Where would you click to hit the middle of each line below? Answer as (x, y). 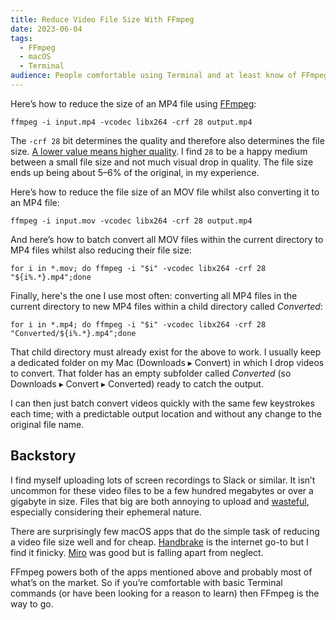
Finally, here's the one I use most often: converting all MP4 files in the (154, 295)
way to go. (32, 603)
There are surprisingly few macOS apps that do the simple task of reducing (165, 531)
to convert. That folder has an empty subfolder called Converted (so (151, 373)
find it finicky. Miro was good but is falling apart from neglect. (137, 552)
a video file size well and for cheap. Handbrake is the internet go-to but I (159, 542)
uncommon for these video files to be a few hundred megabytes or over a (162, 490)
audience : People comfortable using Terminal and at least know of (154, 76)
